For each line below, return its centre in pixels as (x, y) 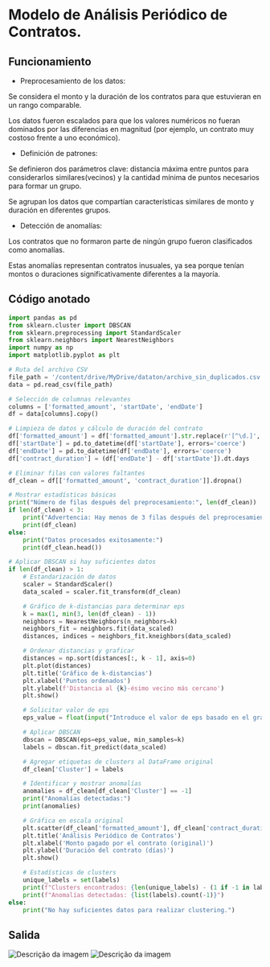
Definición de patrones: (59, 153)
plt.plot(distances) (57, 665)
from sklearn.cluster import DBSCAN (70, 325)
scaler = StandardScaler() (68, 585)
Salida (24, 935)
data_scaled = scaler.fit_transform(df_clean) (102, 592)
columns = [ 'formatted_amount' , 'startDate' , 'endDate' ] (106, 407)
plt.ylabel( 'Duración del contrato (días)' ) (98, 850)
